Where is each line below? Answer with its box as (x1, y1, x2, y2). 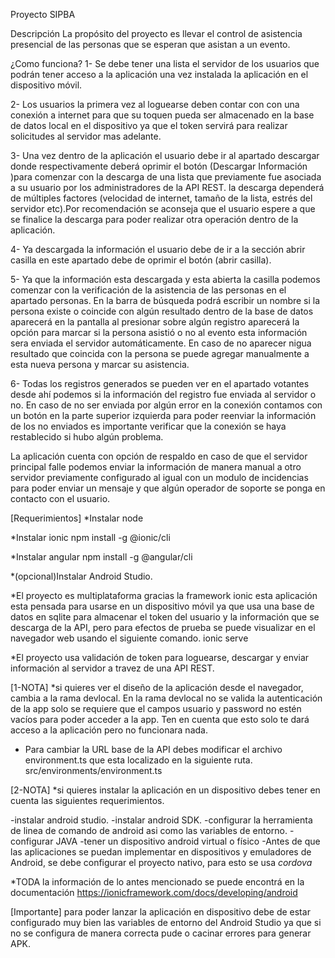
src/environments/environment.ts (24, 765, 163, 776)
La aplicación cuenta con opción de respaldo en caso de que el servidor (10, 450, 308, 462)
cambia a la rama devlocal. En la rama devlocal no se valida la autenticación (10, 692, 323, 704)
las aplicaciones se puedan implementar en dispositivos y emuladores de (10, 846, 312, 858)
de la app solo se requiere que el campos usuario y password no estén (10, 703, 302, 714)
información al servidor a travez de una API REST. (10, 662, 215, 674)
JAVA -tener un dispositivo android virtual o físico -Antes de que (55, 835, 321, 847)
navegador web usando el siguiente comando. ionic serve (10, 632, 249, 644)
